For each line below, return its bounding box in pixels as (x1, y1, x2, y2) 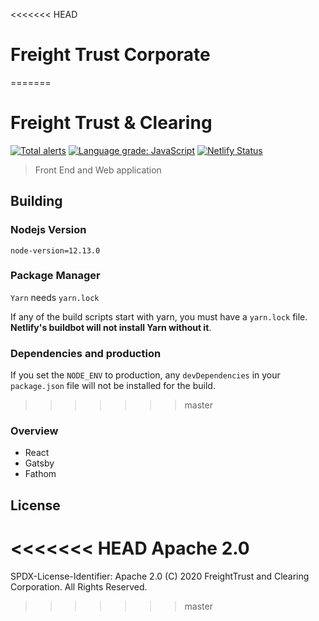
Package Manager (10, 269, 101, 283)
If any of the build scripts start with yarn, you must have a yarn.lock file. (10, 310, 308, 323)
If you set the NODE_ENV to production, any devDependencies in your (10, 369, 281, 381)
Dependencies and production (10, 346, 162, 360)
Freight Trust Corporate (10, 44, 211, 66)
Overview (10, 424, 59, 438)
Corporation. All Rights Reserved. (10, 580, 148, 593)
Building (10, 193, 63, 210)
